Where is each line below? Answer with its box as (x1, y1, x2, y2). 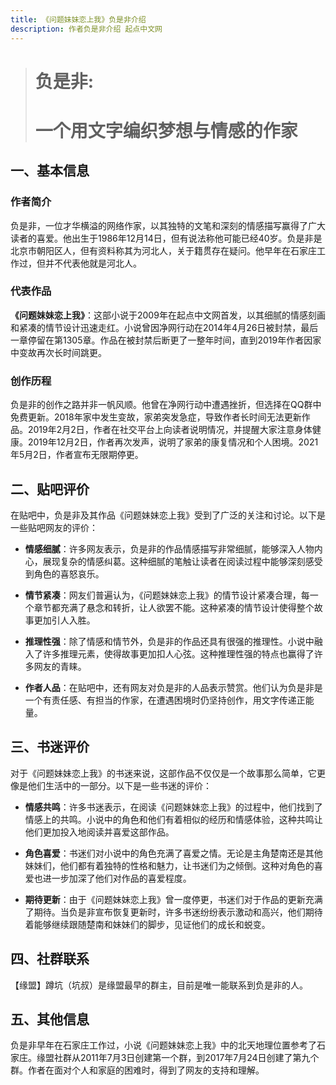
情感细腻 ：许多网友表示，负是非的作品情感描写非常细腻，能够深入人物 (24, 542, 315, 555)
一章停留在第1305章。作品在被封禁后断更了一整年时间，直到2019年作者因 (10, 334, 313, 346)
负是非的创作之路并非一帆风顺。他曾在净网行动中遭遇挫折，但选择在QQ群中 (10, 399, 322, 411)
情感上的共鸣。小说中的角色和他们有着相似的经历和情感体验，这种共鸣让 (24, 813, 323, 825)
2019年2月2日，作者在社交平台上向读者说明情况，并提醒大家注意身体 (27, 424, 313, 436)
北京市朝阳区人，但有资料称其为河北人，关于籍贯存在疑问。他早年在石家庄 (10, 244, 317, 256)
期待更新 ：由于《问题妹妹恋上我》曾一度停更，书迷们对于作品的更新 (24, 893, 306, 905)
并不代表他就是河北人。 (44, 257, 142, 269)
